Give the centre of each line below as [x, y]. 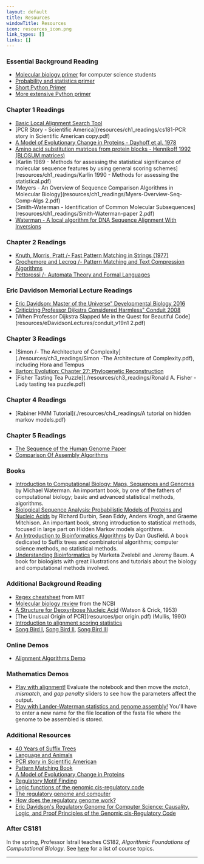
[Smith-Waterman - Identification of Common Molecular [85, 207]
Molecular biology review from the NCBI [65, 603]
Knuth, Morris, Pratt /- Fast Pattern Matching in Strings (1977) [92, 255]
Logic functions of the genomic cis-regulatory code [80, 787]
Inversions [28, 226]
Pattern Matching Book [44, 768]
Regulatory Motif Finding [46, 781]
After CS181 [24, 829]
